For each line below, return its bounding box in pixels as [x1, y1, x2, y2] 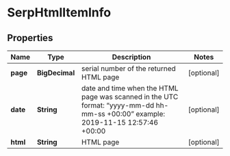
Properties [7, 32, 53, 44]
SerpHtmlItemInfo [7, 5, 112, 21]
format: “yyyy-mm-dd [81, 101, 155, 110]
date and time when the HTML [81, 83, 179, 93]
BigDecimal [36, 68, 75, 77]
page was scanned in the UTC [81, 92, 179, 101]
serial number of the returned [81, 64, 176, 73]
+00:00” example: [107, 109, 166, 118]
